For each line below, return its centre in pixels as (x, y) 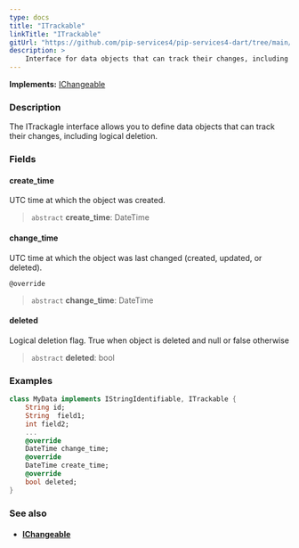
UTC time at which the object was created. (88, 200)
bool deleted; (51, 482)
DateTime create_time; (67, 466)
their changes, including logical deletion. (84, 136)
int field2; (47, 424)
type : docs (29, 17)
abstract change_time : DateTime (92, 300)
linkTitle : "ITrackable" (55, 34)
